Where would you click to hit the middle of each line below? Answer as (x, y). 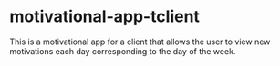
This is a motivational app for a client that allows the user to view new (140, 42)
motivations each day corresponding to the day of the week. (123, 51)
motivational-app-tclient (105, 17)
